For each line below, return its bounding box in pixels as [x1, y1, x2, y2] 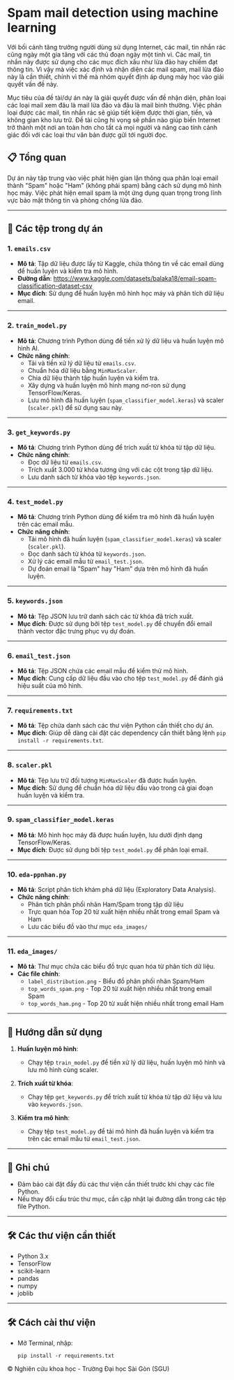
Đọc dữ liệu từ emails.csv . [27, 458, 103, 467]
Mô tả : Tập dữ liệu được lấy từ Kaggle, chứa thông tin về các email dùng [17, 260, 224, 268]
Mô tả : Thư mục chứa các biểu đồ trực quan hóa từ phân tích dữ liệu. [17, 962, 216, 971]
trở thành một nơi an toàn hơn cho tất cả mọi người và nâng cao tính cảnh [7, 123, 218, 131]
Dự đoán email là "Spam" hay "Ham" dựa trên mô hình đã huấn [27, 564, 208, 573]
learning [7, 20, 57, 36]
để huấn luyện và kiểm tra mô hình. [17, 267, 118, 275]
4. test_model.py [7, 497, 64, 506]
